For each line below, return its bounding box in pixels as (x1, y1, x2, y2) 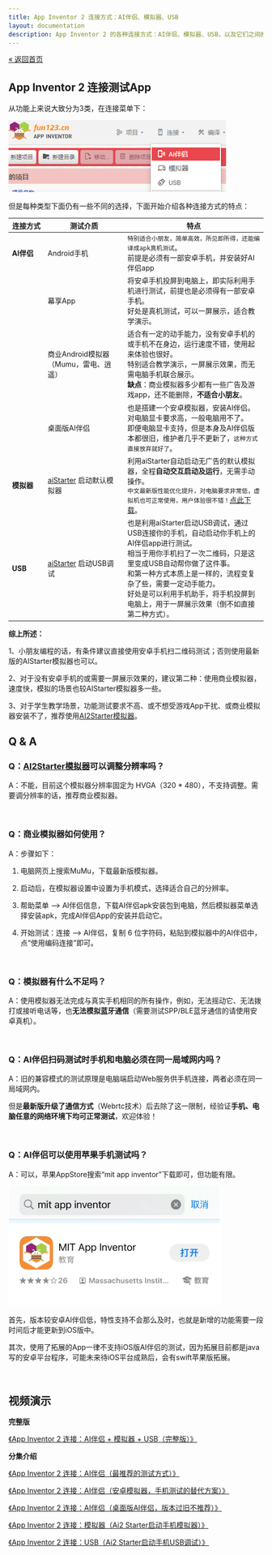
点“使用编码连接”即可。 (19, 937, 99, 948)
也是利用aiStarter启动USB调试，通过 (127, 518, 249, 528)
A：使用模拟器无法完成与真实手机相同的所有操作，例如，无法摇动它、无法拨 (8, 996, 261, 1005)
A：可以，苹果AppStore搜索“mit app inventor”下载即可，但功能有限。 (8, 1169, 240, 1179)
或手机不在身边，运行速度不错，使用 (127, 339, 249, 349)
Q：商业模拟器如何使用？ (8, 829, 107, 840)
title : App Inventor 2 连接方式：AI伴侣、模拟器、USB (8, 13, 179, 21)
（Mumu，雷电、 (47, 359, 104, 369)
